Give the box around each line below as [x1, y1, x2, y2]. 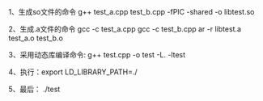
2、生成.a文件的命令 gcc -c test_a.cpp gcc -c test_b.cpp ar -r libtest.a [8, 24, 241, 34]
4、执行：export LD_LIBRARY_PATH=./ [8, 67, 138, 77]
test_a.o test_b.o [8, 33, 63, 43]
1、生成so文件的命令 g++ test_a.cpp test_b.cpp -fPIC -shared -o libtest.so [8, 7, 255, 16]
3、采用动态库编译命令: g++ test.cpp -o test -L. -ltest [8, 50, 186, 59]
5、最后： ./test [8, 84, 61, 94]
